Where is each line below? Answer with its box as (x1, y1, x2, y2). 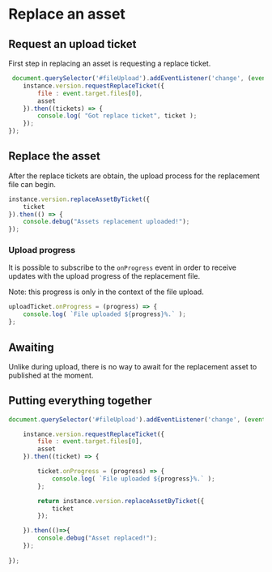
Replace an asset (8, 5, 125, 23)
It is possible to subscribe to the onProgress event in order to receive (8, 263, 237, 272)
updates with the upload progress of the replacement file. (8, 271, 201, 281)
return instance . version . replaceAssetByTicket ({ (37, 497, 205, 505)
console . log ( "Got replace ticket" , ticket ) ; (37, 112, 198, 120)
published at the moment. (8, 370, 94, 380)
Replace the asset (8, 149, 101, 163)
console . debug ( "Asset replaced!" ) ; (37, 534, 158, 543)
